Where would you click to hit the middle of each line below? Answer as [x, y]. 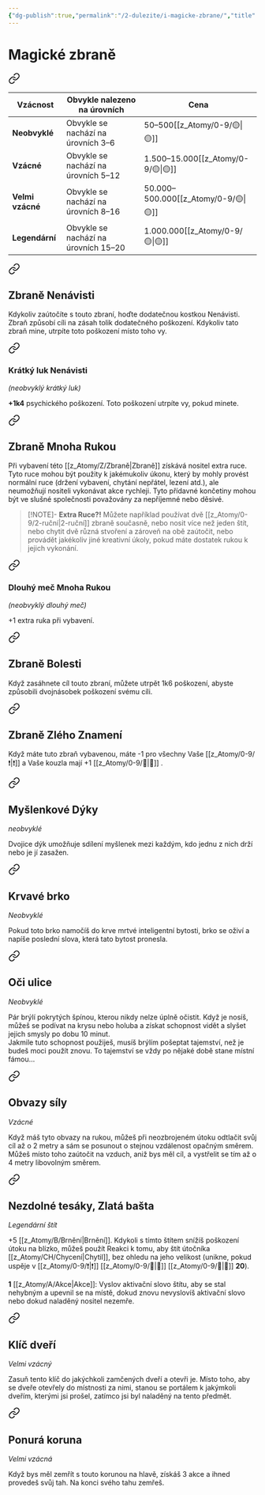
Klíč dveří [32, 1345]
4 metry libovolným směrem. [54, 1162]
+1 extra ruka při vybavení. [51, 620]
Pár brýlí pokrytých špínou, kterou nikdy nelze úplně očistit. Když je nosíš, [128, 1017]
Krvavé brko [39, 896]
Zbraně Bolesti [45, 664]
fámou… [22, 1059]
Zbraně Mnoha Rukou [62, 447]
